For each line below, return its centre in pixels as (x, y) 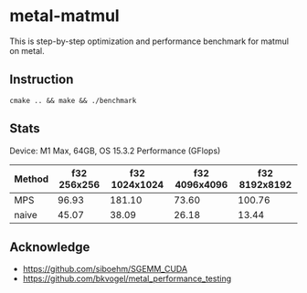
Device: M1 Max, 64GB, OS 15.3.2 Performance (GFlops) (115, 151)
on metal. (27, 50)
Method (32, 179)
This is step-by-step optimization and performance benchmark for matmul (149, 41)
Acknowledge (50, 247)
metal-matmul (65, 16)
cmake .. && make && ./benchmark (73, 100)
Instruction (42, 80)
